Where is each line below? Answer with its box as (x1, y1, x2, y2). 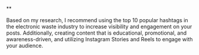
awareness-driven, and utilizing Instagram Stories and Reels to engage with (6, 36, 193, 42)
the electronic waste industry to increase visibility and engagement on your (6, 23, 192, 30)
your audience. (6, 42, 44, 49)
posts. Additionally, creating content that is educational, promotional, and (6, 29, 187, 36)
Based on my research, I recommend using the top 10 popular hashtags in (6, 17, 189, 23)
